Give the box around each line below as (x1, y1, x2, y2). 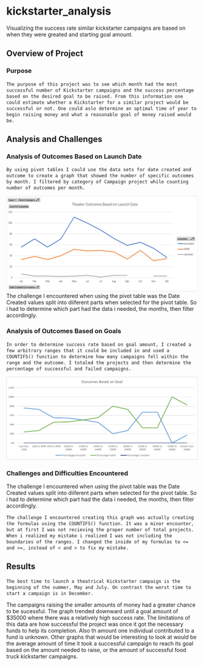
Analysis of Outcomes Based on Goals (6, 327, 121, 335)
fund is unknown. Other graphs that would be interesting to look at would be (6, 633, 197, 641)
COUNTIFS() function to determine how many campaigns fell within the (6, 353, 189, 359)
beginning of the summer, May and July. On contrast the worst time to (6, 584, 191, 590)
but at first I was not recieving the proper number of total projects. (6, 526, 194, 532)
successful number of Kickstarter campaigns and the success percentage (6, 87, 194, 93)
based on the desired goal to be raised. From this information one (6, 93, 183, 100)
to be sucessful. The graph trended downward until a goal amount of (6, 607, 178, 614)
